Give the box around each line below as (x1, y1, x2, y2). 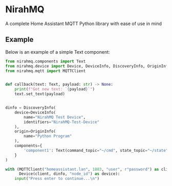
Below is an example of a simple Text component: (5, 49, 110, 55)
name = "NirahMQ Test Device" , (24, 114, 86, 120)
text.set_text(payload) (14, 91, 66, 97)
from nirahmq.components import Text (5, 59, 86, 64)
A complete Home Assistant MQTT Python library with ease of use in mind (5, 20, 162, 27)
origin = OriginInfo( (14, 129, 56, 134)
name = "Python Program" (24, 134, 72, 139)
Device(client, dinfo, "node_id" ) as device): (18, 171, 120, 177)
